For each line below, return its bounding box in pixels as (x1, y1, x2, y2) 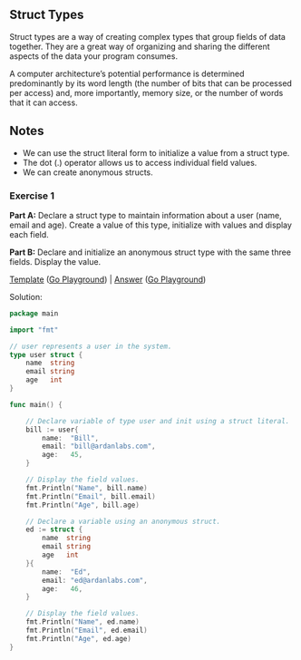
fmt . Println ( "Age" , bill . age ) (25, 500, 141, 510)
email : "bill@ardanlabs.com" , (42, 442, 156, 451)
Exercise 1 (9, 189, 55, 202)
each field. (9, 228, 50, 239)
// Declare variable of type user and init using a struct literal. (25, 416, 290, 425)
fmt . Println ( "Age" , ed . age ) (25, 634, 131, 643)
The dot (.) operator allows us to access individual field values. (22, 157, 257, 168)
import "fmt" (9, 325, 59, 335)
